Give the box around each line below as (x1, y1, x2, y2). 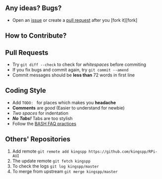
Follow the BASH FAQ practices (12, 120, 77, 126)
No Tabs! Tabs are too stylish (12, 115, 73, 121)
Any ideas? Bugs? (5, 4, 62, 12)
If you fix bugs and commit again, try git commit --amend (12, 67, 129, 73)
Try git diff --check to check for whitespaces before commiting (12, 61, 146, 67)
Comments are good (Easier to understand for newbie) (12, 105, 125, 111)
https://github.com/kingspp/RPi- (88, 149, 158, 154)
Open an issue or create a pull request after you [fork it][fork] (12, 17, 138, 23)
